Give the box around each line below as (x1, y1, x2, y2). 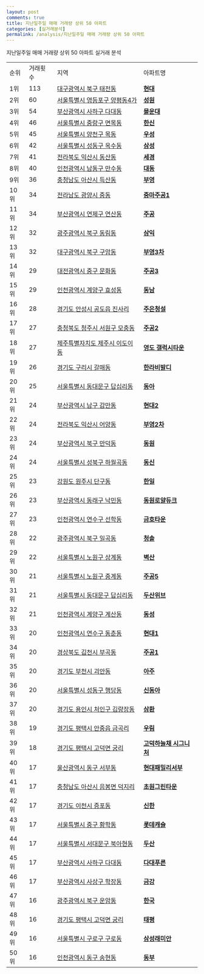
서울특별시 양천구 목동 (56, 130, 117, 139)
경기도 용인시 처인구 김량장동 (56, 705, 135, 714)
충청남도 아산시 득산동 (56, 176, 117, 184)
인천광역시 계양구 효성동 (56, 286, 123, 295)
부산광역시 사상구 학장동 (56, 877, 123, 886)
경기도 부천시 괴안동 (56, 667, 111, 676)
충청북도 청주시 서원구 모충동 (56, 324, 135, 332)
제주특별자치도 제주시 (56, 339, 115, 348)
